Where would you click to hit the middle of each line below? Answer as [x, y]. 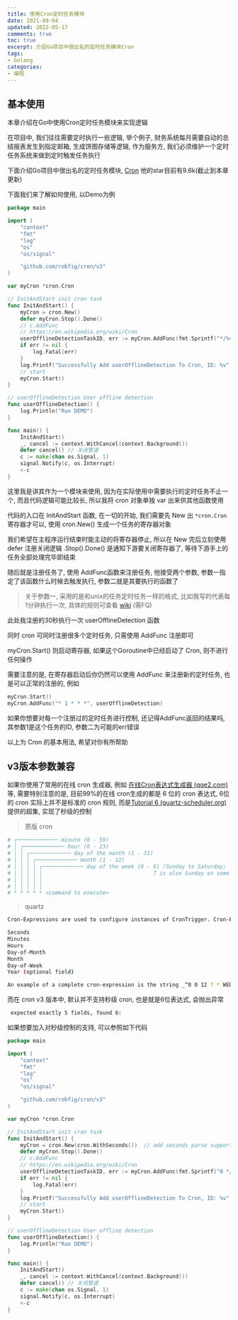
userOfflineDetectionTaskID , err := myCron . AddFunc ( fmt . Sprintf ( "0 [121, 1171]
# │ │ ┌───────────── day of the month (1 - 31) [80, 853]
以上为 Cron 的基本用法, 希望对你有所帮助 [68, 742]
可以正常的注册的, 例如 [46, 683]
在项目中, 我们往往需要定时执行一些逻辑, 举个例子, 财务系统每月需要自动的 [115, 138]
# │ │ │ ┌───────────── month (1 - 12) [66, 860]
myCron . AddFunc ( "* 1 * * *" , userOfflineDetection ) [85, 703]
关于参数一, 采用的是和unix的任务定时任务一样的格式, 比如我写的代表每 [127, 596]
